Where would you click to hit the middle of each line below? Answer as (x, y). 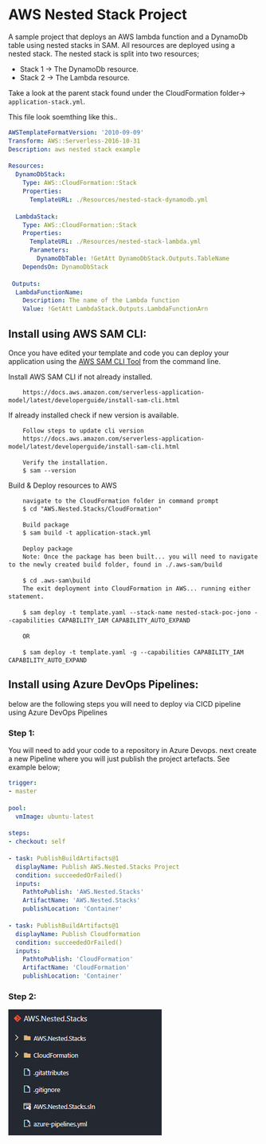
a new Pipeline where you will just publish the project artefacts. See (119, 759)
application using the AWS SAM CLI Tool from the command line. (115, 361)
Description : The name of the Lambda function (101, 300)
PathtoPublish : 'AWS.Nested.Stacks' (84, 892)
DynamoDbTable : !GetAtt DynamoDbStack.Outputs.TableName (133, 259)
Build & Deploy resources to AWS (63, 485)
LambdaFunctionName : (49, 292)
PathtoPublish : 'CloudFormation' (78, 959)
